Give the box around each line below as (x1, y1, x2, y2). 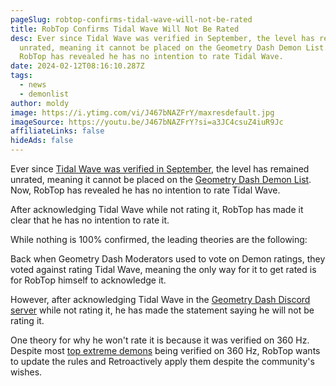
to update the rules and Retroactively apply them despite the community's (10, 356, 315, 367)
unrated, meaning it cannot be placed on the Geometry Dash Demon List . (10, 174, 312, 185)
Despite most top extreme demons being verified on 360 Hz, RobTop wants (10, 345, 321, 356)
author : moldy (10, 98, 70, 108)
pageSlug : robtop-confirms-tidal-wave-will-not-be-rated (10, 14, 253, 25)
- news (19, 80, 47, 90)
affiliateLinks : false (10, 126, 105, 136)
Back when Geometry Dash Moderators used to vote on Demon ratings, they (10, 253, 326, 265)
